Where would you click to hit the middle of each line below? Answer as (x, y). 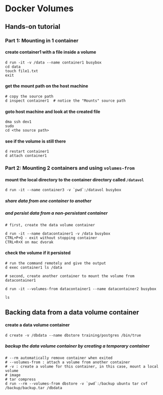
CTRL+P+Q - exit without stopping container (51, 238)
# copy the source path (29, 96)
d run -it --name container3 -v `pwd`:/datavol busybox (63, 190)
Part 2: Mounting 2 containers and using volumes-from (70, 168)
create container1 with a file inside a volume (51, 52)
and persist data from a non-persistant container (56, 213)
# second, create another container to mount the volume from (70, 276)
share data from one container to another (48, 201)
